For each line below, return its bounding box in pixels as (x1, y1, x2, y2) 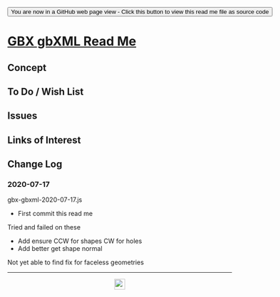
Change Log (7, 158, 63, 171)
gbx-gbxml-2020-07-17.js (7, 195, 83, 204)
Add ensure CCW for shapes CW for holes (17, 237, 142, 245)
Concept (7, 61, 47, 74)
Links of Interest (7, 134, 81, 146)
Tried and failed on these (7, 223, 81, 232)
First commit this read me (17, 210, 93, 218)
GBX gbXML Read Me (7, 33, 137, 50)
